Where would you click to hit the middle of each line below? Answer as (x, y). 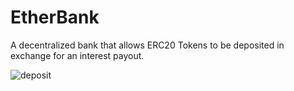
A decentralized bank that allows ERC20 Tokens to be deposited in (147, 45)
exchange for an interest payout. (77, 55)
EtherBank (55, 17)
